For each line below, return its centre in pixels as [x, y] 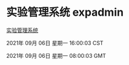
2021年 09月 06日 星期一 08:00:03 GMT [56, 55]
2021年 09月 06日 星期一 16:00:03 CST [55, 43]
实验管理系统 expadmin [65, 12]
